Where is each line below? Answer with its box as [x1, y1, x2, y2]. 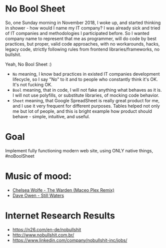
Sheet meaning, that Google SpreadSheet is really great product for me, [12, 97, 160, 103]
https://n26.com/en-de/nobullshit [12, 226, 81, 232]
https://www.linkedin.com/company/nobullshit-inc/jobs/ [12, 237, 127, 243]
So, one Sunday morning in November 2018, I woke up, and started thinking [5, 20, 161, 26]
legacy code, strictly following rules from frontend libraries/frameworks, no [5, 46, 160, 52]
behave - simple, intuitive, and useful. [12, 113, 90, 119]
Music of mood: [5, 171, 71, 182]
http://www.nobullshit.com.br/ [12, 231, 74, 238]
